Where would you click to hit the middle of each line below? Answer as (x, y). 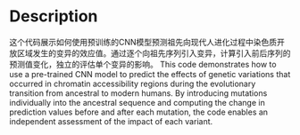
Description (54, 16)
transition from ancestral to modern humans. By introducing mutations (138, 93)
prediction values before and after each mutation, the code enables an (139, 112)
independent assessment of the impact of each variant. (111, 121)
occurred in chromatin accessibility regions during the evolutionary (133, 83)
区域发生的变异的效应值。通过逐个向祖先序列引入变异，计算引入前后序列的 (154, 53)
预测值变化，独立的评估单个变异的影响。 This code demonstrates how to (143, 64)
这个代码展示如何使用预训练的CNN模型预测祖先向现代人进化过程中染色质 (143, 42)
